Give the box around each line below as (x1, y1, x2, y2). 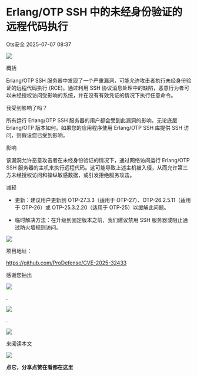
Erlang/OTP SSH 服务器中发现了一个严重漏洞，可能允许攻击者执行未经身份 (6, 77, 186, 84)
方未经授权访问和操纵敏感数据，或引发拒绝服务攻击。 (6, 171, 135, 178)
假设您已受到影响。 (21, 131, 68, 139)
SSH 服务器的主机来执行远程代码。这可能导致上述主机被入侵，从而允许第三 (6, 164, 188, 171)
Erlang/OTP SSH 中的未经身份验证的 (6, 5, 183, 19)
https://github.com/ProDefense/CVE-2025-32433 (6, 259, 127, 266)
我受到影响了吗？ (6, 104, 48, 111)
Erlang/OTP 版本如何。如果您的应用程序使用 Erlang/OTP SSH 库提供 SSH (6, 124, 183, 131)
